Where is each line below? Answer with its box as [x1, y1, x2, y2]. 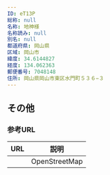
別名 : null [7, 36, 37, 43]
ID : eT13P [7, 10, 36, 17]
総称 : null [7, 17, 37, 24]
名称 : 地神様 [7, 23, 39, 30]
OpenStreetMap [30, 157, 83, 167]
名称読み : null [7, 29, 47, 37]
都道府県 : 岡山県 [7, 42, 50, 49]
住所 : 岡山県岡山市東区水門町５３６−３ [7, 74, 104, 82]
